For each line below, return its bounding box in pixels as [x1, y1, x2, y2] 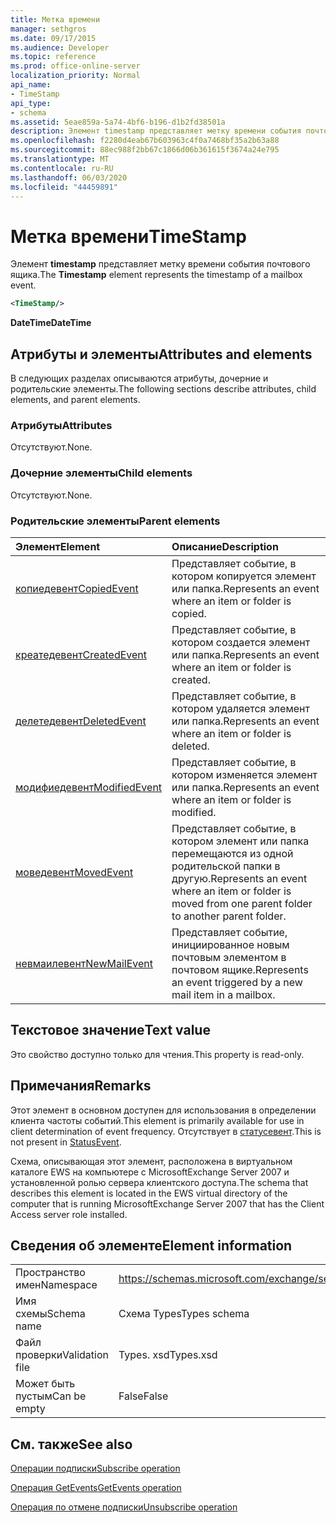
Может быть [15, 1377, 76, 1391]
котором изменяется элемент [171, 767, 318, 781]
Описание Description [171, 539, 279, 553]
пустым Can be [15, 1389, 87, 1403]
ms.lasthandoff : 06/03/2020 [10, 172, 128, 183]
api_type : [10, 98, 52, 108]
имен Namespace [15, 1278, 98, 1292]
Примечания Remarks [10, 1077, 152, 1095]
